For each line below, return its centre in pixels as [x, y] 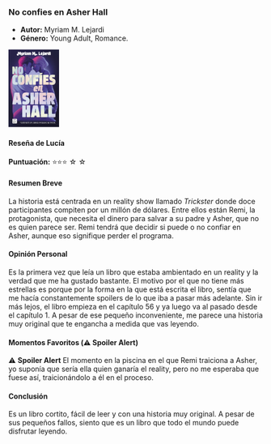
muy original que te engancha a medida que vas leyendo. [104, 323]
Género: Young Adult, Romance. [74, 38]
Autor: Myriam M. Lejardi [62, 30]
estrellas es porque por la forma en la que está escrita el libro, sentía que [130, 289]
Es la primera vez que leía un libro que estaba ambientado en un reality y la [133, 272]
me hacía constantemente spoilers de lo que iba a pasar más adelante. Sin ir [135, 297]
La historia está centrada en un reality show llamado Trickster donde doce [132, 201]
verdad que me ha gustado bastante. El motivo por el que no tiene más [126, 280]
